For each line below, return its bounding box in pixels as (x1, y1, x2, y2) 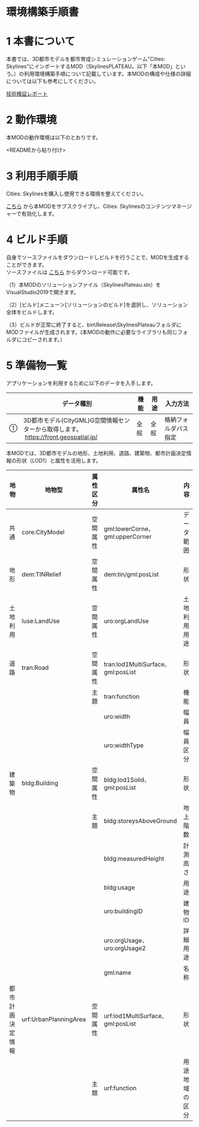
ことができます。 (6, 261, 47, 268)
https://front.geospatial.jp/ (24, 433, 98, 441)
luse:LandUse (21, 617, 60, 625)
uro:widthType (103, 741, 144, 749)
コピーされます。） (21, 336, 66, 343)
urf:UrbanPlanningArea (21, 1015, 86, 1023)
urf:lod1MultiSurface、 (103, 1012, 168, 1020)
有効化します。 (21, 210, 57, 217)
